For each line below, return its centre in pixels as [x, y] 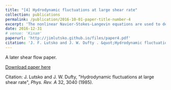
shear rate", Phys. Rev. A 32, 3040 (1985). [49, 82]
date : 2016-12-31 [24, 29]
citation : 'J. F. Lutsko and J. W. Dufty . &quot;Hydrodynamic [74, 43]
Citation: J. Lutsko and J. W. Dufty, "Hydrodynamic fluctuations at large [80, 77]
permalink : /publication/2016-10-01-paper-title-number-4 [68, 19]
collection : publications [33, 15]
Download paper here [28, 67]
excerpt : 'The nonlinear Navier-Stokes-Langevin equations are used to [83, 24]
